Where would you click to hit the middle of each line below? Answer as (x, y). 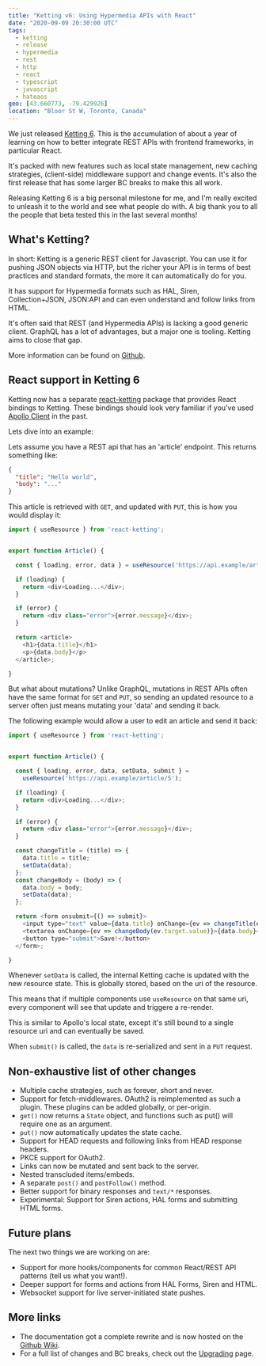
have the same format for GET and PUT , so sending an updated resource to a (131, 697)
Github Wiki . (40, 1345)
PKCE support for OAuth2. (62, 1158)
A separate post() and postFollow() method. (93, 1183)
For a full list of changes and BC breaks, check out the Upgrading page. (137, 1353)
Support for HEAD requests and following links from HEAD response (131, 1141)
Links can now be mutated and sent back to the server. (109, 1166)
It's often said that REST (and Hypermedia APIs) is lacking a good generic (128, 323)
